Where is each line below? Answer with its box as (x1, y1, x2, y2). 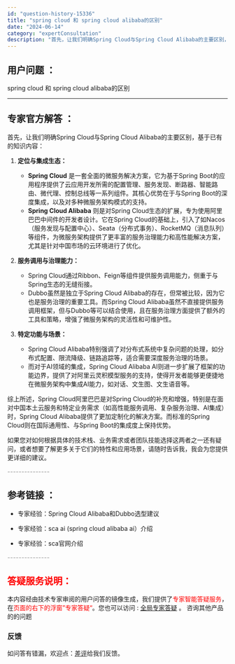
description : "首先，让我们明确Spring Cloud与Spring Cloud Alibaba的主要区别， (7, 36, 229, 43)
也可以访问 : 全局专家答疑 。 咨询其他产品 (104, 604, 224, 612)
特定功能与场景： (17, 330, 67, 338)
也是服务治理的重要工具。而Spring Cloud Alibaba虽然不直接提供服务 (27, 297, 225, 305)
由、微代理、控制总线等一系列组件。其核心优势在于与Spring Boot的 (27, 188, 222, 197)
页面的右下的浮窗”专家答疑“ (13, 604, 93, 612)
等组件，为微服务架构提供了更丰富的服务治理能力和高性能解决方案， (27, 233, 225, 241)
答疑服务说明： (7, 575, 72, 587)
